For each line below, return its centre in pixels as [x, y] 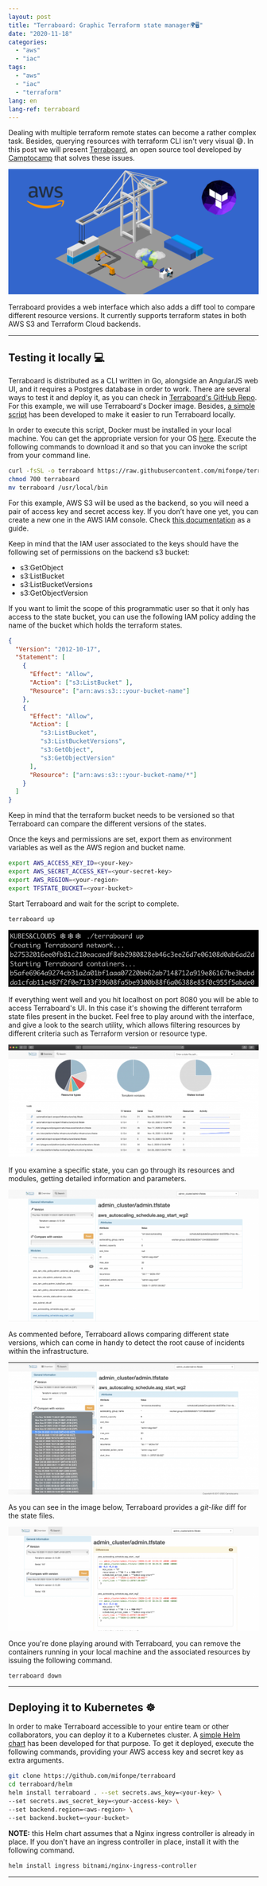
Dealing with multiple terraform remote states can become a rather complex [132, 133]
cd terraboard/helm [41, 1785]
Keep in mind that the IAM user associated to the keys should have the [124, 543]
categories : [28, 42]
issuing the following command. [60, 1660]
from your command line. [50, 455]
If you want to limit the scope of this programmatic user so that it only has [129, 608]
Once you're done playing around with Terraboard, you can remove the [124, 1643]
